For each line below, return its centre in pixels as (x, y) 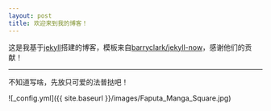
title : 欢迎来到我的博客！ (48, 23)
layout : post (30, 16)
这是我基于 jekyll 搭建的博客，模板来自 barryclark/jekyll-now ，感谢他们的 (127, 47)
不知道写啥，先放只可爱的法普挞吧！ (69, 82)
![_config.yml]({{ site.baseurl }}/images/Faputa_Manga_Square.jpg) (120, 98)
